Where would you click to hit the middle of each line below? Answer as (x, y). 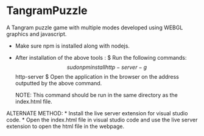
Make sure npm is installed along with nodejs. (72, 46)
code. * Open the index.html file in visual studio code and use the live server (102, 120)
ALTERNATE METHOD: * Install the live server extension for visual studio (97, 113)
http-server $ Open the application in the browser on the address (97, 76)
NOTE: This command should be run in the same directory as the (96, 95)
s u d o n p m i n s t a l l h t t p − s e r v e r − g (107, 67)
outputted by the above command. (58, 83)
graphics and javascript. (37, 34)
